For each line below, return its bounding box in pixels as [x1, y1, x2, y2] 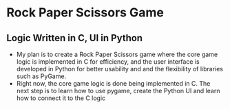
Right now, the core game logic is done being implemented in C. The [16, 80, 211, 87]
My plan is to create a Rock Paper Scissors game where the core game [16, 50, 218, 58]
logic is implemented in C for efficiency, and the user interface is [16, 58, 200, 66]
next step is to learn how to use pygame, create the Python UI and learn [16, 87, 220, 95]
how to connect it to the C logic [16, 94, 106, 102]
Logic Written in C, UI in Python [6, 32, 143, 44]
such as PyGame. [16, 72, 67, 80]
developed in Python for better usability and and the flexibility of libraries [16, 65, 224, 73]
